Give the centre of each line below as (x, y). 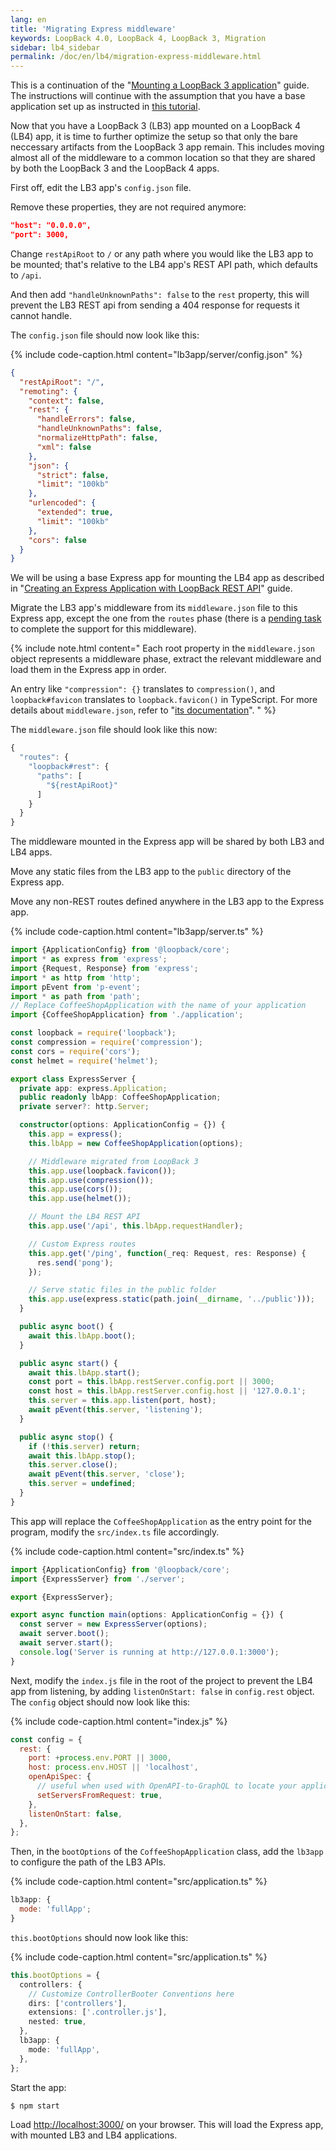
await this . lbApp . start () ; (84, 1372)
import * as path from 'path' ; (75, 996)
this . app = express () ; (75, 1134)
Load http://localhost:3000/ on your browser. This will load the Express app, (167, 2125)
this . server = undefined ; (82, 1484)
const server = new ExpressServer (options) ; (113, 1624)
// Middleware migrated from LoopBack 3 (113, 1161)
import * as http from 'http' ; (75, 977)
